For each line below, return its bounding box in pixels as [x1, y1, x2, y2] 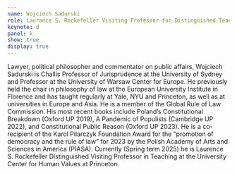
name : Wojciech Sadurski [7, 10, 80, 18]
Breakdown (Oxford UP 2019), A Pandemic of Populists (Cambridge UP [7, 115, 214, 123]
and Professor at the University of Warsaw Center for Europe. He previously [7, 77, 228, 85]
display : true [7, 43, 49, 50]
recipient [7, 130, 33, 138]
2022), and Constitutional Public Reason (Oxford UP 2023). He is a [7, 123, 202, 130]
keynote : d [7, 23, 39, 30]
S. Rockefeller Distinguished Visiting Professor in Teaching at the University [7, 152, 227, 161]
